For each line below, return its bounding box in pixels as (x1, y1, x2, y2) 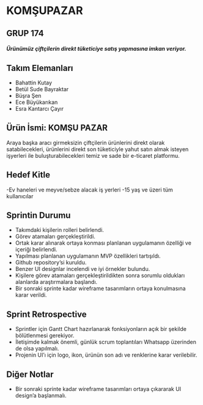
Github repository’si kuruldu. (15, 259, 87, 266)
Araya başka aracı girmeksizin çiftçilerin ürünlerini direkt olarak (6, 139, 165, 146)
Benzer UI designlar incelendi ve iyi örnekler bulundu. (15, 266, 150, 273)
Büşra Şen (15, 92, 42, 99)
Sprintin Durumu (6, 210, 71, 220)
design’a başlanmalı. (15, 392, 67, 399)
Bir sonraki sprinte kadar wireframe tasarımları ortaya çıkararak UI (15, 385, 182, 393)
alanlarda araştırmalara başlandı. (15, 278, 98, 286)
